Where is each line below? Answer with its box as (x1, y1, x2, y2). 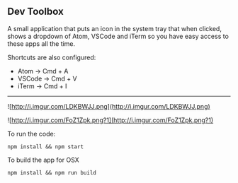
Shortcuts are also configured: (7, 53, 96, 61)
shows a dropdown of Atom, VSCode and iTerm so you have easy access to (7, 32, 229, 40)
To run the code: (7, 129, 56, 138)
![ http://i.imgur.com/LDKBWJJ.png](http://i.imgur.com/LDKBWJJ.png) (7, 102, 210, 110)
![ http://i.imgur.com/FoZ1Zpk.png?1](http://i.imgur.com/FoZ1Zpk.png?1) (7, 116, 214, 124)
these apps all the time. (7, 39, 76, 48)
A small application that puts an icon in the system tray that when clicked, (7, 24, 222, 33)
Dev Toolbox (7, 6, 64, 18)
